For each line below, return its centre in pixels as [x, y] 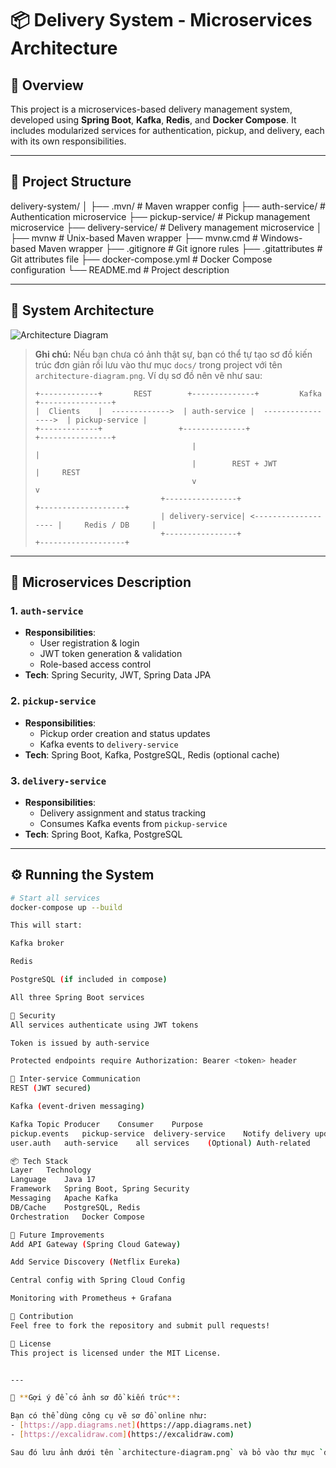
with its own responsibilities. [68, 141]
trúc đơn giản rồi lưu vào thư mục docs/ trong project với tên [158, 364]
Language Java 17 [53, 1180]
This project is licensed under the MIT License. [116, 1353]
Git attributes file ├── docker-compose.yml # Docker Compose [141, 259]
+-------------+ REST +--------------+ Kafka [178, 393]
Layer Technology [51, 1170]
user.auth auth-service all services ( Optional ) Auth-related [160, 1143]
